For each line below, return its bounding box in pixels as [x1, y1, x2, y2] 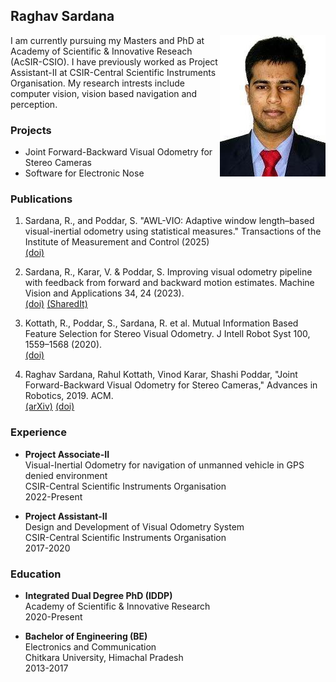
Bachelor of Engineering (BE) [24, 630, 148, 642]
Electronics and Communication [24, 641, 157, 653]
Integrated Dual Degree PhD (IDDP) [24, 590, 173, 601]
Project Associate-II [24, 448, 110, 460]
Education [10, 567, 62, 581]
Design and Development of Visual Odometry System [24, 520, 245, 533]
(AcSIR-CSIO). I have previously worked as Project [10, 55, 218, 68]
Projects [10, 123, 52, 137]
